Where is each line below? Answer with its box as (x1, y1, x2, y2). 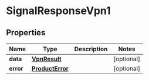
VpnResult (31, 55, 62, 63)
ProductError (31, 65, 69, 72)
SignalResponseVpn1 (6, 4, 111, 18)
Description (74, 45, 108, 53)
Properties (6, 28, 46, 38)
